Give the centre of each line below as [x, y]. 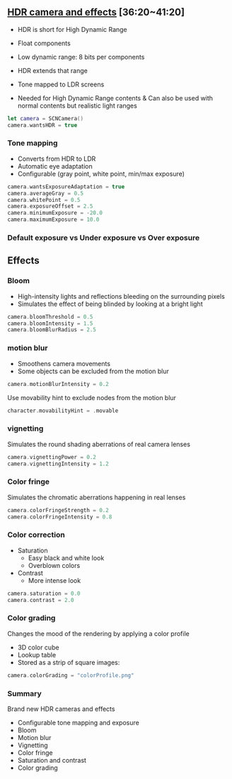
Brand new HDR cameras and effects [61, 709]
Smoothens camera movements [64, 363]
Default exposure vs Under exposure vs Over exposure [104, 238]
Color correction [36, 535]
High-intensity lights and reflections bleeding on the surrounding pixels [121, 296]
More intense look [54, 580]
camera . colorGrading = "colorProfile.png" [71, 675]
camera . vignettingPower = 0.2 [52, 457]
